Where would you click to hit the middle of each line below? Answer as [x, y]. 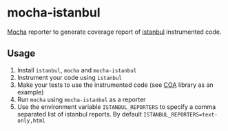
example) [30, 92]
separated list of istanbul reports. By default [80, 114]
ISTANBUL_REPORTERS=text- [181, 114]
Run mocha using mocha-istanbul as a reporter [81, 99]
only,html [31, 121]
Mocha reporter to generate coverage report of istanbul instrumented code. [114, 32]
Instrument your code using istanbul [70, 77]
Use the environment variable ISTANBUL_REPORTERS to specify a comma [116, 107]
